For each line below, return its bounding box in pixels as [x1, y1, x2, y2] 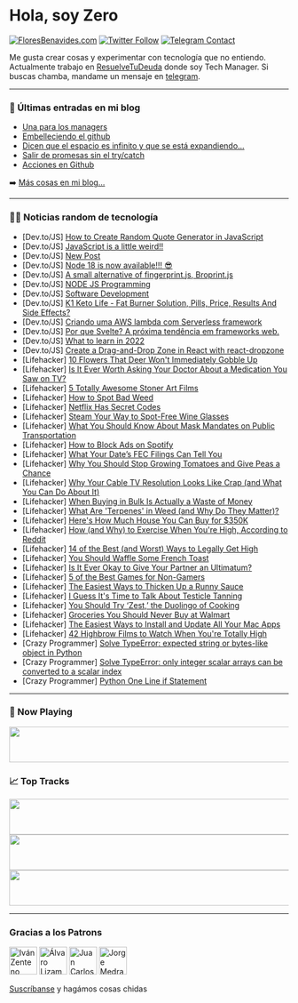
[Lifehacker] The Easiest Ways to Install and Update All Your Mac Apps [21, 619, 281, 630]
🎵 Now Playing [9, 706, 73, 718]
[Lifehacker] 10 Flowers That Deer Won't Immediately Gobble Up [21, 354, 258, 365]
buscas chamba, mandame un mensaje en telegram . [9, 70, 201, 81]
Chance [21, 468, 51, 478]
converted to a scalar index [21, 666, 122, 677]
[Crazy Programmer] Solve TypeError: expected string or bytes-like [21, 638, 269, 648]
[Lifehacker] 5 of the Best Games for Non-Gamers [21, 571, 206, 582]
